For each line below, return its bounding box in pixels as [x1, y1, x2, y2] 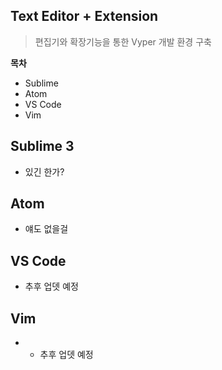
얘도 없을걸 [24, 223, 69, 235]
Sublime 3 [10, 138, 75, 155]
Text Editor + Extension [10, 8, 159, 25]
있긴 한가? [24, 165, 65, 178]
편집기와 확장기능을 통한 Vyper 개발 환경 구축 [34, 35, 212, 48]
